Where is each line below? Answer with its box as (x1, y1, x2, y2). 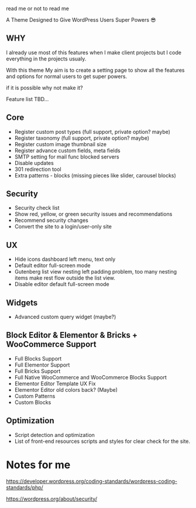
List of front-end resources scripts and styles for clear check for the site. (14, 438, 191, 445)
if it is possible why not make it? (6, 84, 83, 91)
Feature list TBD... (6, 95, 49, 102)
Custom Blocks (14, 399, 51, 406)
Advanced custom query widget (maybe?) (14, 314, 116, 321)
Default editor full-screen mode (14, 262, 91, 269)
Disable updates (14, 159, 54, 166)
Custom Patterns (14, 392, 56, 399)
